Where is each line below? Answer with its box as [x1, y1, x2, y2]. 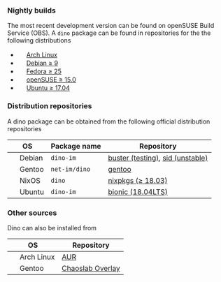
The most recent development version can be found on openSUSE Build [7, 22, 215, 30]
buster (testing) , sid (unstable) [108, 153, 208, 163]
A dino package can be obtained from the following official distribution [7, 117, 211, 126]
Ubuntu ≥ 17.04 [26, 84, 70, 92]
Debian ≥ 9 [26, 59, 58, 68]
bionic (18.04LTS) [108, 187, 168, 197]
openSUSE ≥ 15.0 [26, 75, 77, 84]
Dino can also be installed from [7, 223, 97, 232]
